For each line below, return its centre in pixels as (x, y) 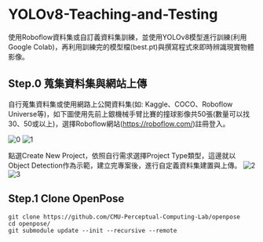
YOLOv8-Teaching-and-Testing (113, 14)
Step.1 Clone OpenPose (66, 199)
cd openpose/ (29, 224)
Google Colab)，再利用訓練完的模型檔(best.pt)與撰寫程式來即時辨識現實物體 (131, 47)
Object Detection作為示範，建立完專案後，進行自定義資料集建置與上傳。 (125, 165)
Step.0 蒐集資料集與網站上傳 (78, 84)
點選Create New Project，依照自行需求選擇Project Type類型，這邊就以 (122, 155)
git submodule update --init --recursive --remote (93, 230)
